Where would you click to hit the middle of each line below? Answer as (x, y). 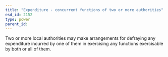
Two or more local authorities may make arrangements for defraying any (80, 38)
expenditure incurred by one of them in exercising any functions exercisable (84, 44)
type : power (18, 19)
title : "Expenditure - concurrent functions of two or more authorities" (85, 10)
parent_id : (17, 24)
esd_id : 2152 (19, 15)
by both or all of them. (28, 49)
